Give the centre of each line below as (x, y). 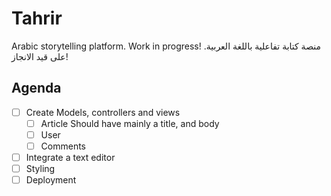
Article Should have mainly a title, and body (130, 123)
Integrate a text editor (70, 157)
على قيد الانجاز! (40, 56)
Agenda (36, 88)
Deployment (51, 180)
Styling (40, 169)
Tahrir (37, 18)
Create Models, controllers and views (103, 112)
